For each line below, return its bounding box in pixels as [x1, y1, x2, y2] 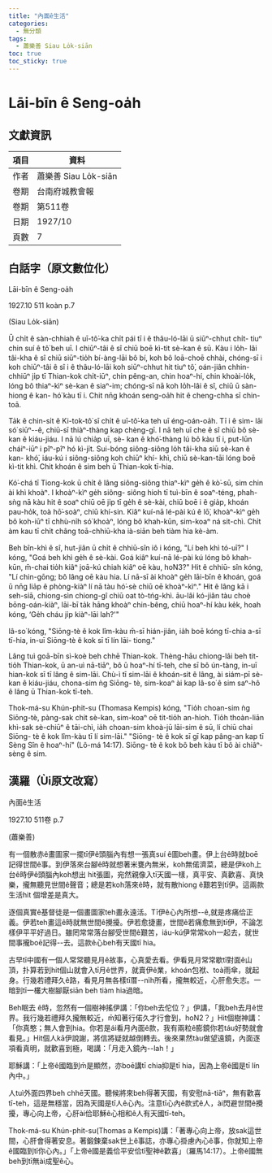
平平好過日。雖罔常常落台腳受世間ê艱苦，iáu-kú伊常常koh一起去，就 [22, 928, 253, 937]
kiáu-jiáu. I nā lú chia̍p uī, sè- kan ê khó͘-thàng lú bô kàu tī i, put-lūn [28, 434, 253, 444]
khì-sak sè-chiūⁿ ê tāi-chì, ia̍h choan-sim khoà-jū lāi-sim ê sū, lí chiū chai [8, 722, 253, 732]
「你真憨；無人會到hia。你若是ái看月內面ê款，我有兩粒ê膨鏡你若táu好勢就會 [8, 1023, 264, 1032]
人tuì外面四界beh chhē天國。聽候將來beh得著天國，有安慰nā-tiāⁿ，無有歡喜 [8, 1088, 261, 1097]
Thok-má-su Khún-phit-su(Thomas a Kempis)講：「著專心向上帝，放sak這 [8, 1125, 255, 1135]
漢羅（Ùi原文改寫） [8, 774, 106, 789]
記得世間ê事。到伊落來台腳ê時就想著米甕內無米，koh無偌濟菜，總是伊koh [8, 859, 255, 869]
